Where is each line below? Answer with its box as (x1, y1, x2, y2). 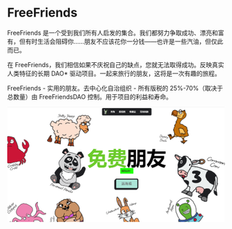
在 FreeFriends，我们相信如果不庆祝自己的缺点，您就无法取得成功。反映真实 (7, 60, 224, 68)
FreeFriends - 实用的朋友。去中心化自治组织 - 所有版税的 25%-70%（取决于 (7, 84, 223, 92)
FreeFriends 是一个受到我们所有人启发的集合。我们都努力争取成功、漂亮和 (7, 28, 219, 37)
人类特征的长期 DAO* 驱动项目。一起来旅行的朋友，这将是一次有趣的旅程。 (7, 69, 221, 77)
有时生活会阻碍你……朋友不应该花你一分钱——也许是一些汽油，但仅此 (25, 37, 224, 46)
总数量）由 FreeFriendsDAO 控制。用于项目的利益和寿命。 (7, 92, 173, 101)
